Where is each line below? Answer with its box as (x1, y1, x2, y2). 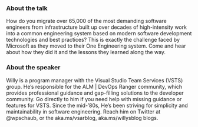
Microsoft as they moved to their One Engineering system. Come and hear (6, 42, 187, 49)
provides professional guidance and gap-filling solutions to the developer (6, 89, 184, 96)
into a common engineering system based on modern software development (6, 30, 192, 37)
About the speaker (6, 63, 61, 72)
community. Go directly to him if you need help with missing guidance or (6, 95, 182, 102)
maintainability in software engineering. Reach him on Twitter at (6, 108, 161, 115)
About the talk (6, 4, 48, 12)
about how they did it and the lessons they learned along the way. (6, 49, 166, 56)
